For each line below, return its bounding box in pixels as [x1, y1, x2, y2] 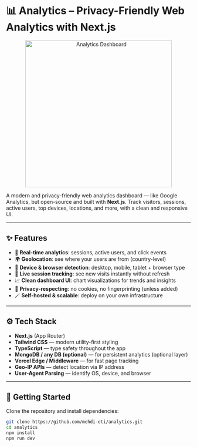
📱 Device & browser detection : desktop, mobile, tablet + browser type [14, 264, 185, 271]
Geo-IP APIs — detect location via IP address [14, 363, 125, 370]
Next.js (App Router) [14, 332, 66, 339]
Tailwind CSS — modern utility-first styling [14, 338, 118, 345]
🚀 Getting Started [6, 392, 71, 402]
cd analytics [6, 425, 38, 431]
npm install [6, 430, 35, 436]
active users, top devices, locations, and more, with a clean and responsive [6, 204, 188, 211]
